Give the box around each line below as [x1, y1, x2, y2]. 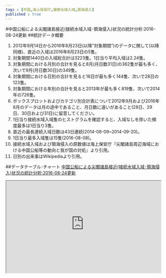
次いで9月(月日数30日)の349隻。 [12, 67, 80, 73]
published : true [5, 12, 41, 17]
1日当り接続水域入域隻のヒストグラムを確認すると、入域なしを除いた [12, 116, 152, 122]
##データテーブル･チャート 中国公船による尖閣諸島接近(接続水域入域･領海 [5, 163, 156, 170]
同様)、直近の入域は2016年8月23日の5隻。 [12, 49, 100, 55]
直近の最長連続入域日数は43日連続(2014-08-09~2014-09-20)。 [12, 128, 142, 134]
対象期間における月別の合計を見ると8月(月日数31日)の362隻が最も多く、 [12, 61, 160, 67]
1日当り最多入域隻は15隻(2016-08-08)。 [12, 135, 94, 141]
